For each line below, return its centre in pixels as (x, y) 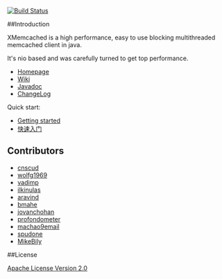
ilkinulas (29, 190)
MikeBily (29, 241)
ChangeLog (34, 94)
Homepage (33, 72)
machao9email (39, 226)
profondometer (39, 219)
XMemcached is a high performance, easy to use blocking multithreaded (111, 37)
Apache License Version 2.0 (48, 268)
